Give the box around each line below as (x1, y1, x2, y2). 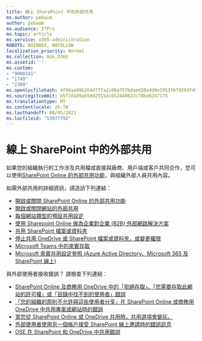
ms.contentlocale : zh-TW (6, 104, 69, 110)
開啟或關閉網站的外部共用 (14, 205, 79, 212)
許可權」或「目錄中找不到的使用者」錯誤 (25, 290, 126, 298)
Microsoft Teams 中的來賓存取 (14, 242, 90, 250)
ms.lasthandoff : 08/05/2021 (6, 110, 77, 116)
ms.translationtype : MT (6, 98, 66, 104)
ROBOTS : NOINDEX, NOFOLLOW (6, 43, 74, 49)
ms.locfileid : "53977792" (6, 115, 71, 121)
